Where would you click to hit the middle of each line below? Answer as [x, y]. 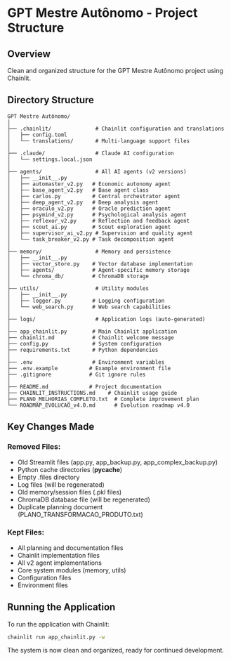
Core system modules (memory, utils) [72, 570]
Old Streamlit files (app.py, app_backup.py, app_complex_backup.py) [118, 462]
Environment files [42, 585]
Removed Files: [34, 447]
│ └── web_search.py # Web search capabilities [89, 307]
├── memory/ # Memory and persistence [89, 251]
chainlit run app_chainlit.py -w [56, 637]
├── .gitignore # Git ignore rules [77, 374]
